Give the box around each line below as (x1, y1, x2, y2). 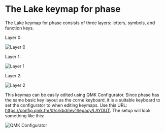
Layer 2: (5, 72, 22, 78)
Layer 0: (5, 34, 22, 40)
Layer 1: (5, 53, 21, 60)
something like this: (5, 112, 45, 119)
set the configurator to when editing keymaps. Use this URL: (5, 102, 128, 108)
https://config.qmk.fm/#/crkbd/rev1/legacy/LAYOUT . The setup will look (5, 107, 151, 113)
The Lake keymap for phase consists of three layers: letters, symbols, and (5, 20, 155, 26)
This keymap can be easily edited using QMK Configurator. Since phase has (5, 92, 159, 98)
